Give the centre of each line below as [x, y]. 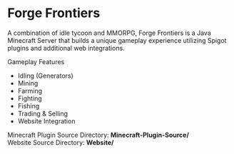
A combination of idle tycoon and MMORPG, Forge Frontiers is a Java [110, 33]
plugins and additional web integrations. [66, 48]
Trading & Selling [43, 113]
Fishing [29, 106]
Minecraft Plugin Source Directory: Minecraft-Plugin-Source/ [98, 135]
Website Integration [46, 121]
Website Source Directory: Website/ [61, 142]
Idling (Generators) [45, 76]
